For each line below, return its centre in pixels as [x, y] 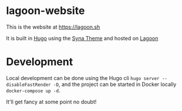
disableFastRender [28, 85]
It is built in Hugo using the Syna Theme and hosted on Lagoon [82, 38]
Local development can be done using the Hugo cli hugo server [83, 78]
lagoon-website [45, 11]
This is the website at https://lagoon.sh [53, 27]
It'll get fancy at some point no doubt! [51, 102]
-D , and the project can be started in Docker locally [115, 84]
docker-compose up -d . [33, 90]
